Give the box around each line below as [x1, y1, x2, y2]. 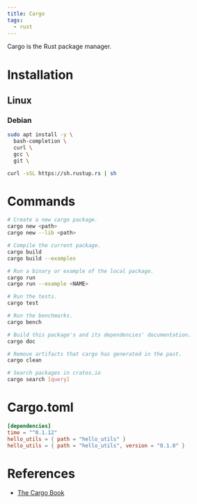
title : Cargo [7, 10, 45, 17]
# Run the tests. [7, 293, 58, 300]
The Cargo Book [17, 489, 65, 497]
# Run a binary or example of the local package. [7, 267, 155, 274]
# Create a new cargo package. [7, 216, 98, 223]
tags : [7, 17, 23, 24]
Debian [7, 115, 32, 125]
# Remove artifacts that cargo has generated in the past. [7, 350, 182, 357]
